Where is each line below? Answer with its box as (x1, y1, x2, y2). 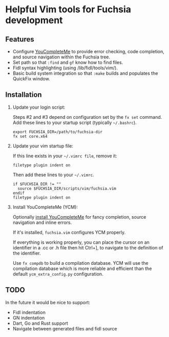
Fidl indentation (12, 309, 46, 315)
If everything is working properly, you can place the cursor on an (12, 239, 150, 245)
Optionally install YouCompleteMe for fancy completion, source (12, 214, 146, 220)
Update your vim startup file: (12, 142, 73, 149)
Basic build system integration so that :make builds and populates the (12, 70, 158, 76)
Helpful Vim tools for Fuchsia (5, 4, 132, 15)
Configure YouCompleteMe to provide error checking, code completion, (12, 49, 165, 54)
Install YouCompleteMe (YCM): (12, 204, 78, 210)
